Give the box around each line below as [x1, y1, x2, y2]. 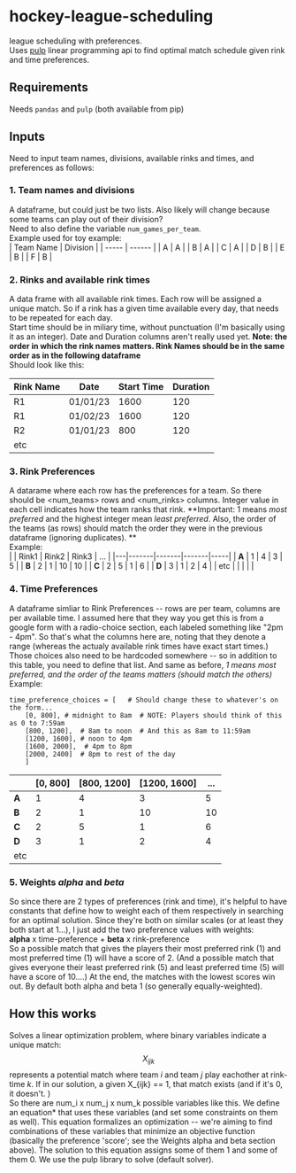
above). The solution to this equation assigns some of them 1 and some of [9, 1145, 278, 1155]
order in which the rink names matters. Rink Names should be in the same [9, 341, 285, 352]
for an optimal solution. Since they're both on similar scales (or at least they [9, 915, 285, 926]
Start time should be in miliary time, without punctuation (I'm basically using [9, 322, 285, 333]
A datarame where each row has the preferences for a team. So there [9, 486, 262, 496]
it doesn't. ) [9, 1088, 51, 1099]
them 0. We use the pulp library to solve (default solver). [9, 1154, 215, 1164]
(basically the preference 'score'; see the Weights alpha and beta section [9, 1135, 276, 1146]
